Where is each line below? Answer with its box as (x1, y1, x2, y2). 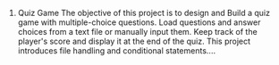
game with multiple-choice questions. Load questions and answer (17, 17, 261, 28)
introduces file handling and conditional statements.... (17, 45, 216, 56)
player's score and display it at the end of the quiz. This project (17, 36, 251, 46)
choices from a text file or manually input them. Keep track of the (17, 27, 258, 37)
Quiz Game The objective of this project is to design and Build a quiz (17, 8, 271, 18)
